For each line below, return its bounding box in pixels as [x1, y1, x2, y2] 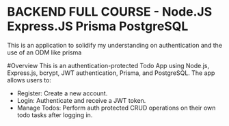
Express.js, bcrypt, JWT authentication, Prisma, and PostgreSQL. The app [7, 69, 215, 77]
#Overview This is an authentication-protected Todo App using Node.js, [7, 61, 210, 69]
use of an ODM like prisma [7, 48, 82, 57]
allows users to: [7, 76, 51, 84]
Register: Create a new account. [16, 89, 108, 97]
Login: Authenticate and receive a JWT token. [16, 96, 146, 104]
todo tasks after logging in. [16, 110, 93, 119]
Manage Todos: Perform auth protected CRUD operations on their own [16, 104, 216, 112]
